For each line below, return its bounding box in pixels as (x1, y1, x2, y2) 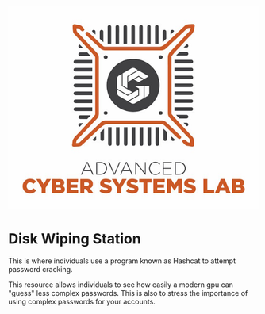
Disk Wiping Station (8, 230, 141, 248)
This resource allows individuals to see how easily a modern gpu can (8, 280, 234, 289)
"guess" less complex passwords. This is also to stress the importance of (8, 288, 248, 297)
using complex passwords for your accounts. (8, 297, 156, 306)
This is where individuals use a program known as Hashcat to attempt (8, 256, 236, 266)
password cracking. (8, 264, 73, 274)
